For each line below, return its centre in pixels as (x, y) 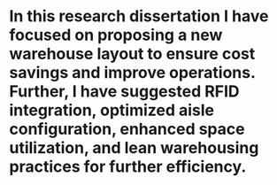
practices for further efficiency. (128, 167)
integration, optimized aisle (112, 110)
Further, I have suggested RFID (125, 92)
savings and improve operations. (132, 73)
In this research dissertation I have (139, 16)
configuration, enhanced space (127, 129)
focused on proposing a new (116, 35)
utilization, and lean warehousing (134, 148)
